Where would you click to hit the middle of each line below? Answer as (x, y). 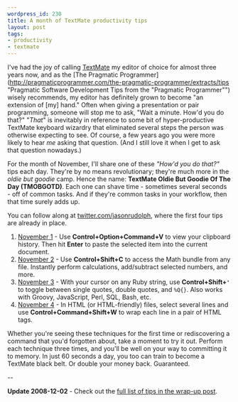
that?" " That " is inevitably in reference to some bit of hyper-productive (111, 120)
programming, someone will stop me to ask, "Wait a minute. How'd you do (116, 112)
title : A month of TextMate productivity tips (77, 21)
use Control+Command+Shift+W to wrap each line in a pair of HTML (119, 312)
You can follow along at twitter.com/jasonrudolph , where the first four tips (115, 215)
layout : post (27, 27)
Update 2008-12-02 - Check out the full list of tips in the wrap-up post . (113, 391)
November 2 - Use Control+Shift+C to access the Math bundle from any (124, 259)
